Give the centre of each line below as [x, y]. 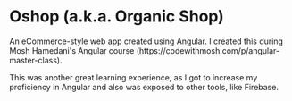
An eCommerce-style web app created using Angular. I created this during [146, 41]
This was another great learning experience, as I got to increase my [133, 77]
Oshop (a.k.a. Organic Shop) [117, 17]
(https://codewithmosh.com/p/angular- [208, 50]
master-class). [36, 60]
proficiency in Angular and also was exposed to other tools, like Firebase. [144, 87]
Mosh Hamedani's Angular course [72, 50]
